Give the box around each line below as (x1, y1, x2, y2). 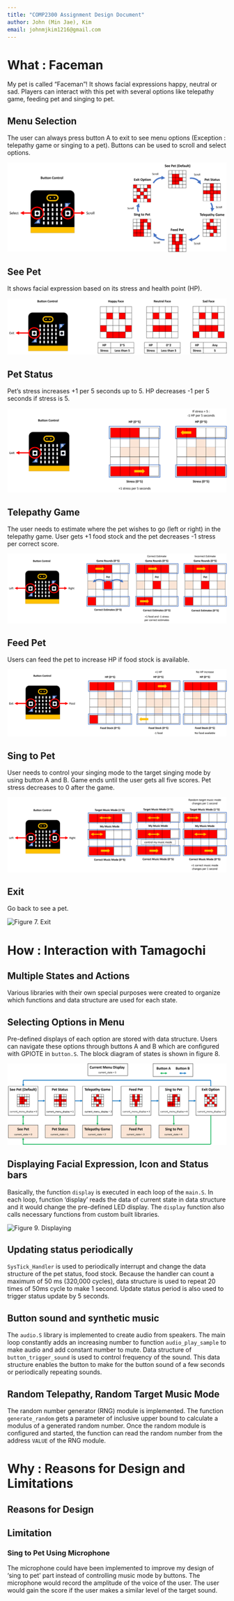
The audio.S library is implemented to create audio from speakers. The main (7, 1331, 226, 1339)
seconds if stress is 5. (7, 394, 70, 402)
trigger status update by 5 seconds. (7, 1292, 110, 1301)
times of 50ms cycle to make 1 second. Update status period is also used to (7, 1285, 224, 1293)
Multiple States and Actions (7, 970, 130, 981)
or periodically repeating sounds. (7, 1368, 102, 1376)
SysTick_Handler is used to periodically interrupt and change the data (7, 1262, 206, 1271)
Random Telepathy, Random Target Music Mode (7, 1388, 220, 1400)
